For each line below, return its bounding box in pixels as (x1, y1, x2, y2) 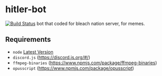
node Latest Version (12, 48, 53, 55)
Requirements (5, 35, 51, 44)
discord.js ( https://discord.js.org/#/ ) (12, 54, 91, 60)
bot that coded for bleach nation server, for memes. (36, 20, 145, 27)
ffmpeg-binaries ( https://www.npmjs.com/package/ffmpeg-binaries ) (12, 60, 157, 66)
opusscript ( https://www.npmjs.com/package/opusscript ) (12, 65, 134, 71)
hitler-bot (5, 4, 47, 15)
